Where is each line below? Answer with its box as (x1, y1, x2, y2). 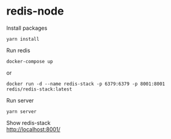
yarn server (6, 108, 37, 115)
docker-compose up (6, 58, 53, 64)
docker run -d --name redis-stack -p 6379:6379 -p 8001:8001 (6, 81, 166, 87)
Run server (6, 97, 34, 104)
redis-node (6, 4, 64, 18)
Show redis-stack (6, 119, 51, 126)
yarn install (6, 36, 40, 42)
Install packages (6, 24, 48, 32)
